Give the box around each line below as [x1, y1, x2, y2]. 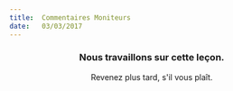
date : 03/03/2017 [9, 22, 83, 31]
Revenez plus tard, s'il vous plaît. [90, 71, 213, 82]
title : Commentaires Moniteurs [9, 13, 131, 23]
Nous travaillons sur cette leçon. [79, 51, 225, 64]
